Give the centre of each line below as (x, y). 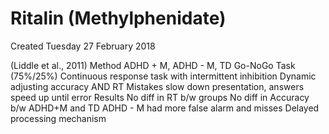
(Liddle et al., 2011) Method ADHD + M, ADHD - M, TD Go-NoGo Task (153, 65)
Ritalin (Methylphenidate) (118, 18)
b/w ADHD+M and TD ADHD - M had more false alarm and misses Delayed (165, 108)
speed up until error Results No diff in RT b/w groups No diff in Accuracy (160, 97)
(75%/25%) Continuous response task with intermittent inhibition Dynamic (163, 76)
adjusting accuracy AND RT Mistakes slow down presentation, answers (157, 86)
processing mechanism (58, 118)
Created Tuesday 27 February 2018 (83, 46)
